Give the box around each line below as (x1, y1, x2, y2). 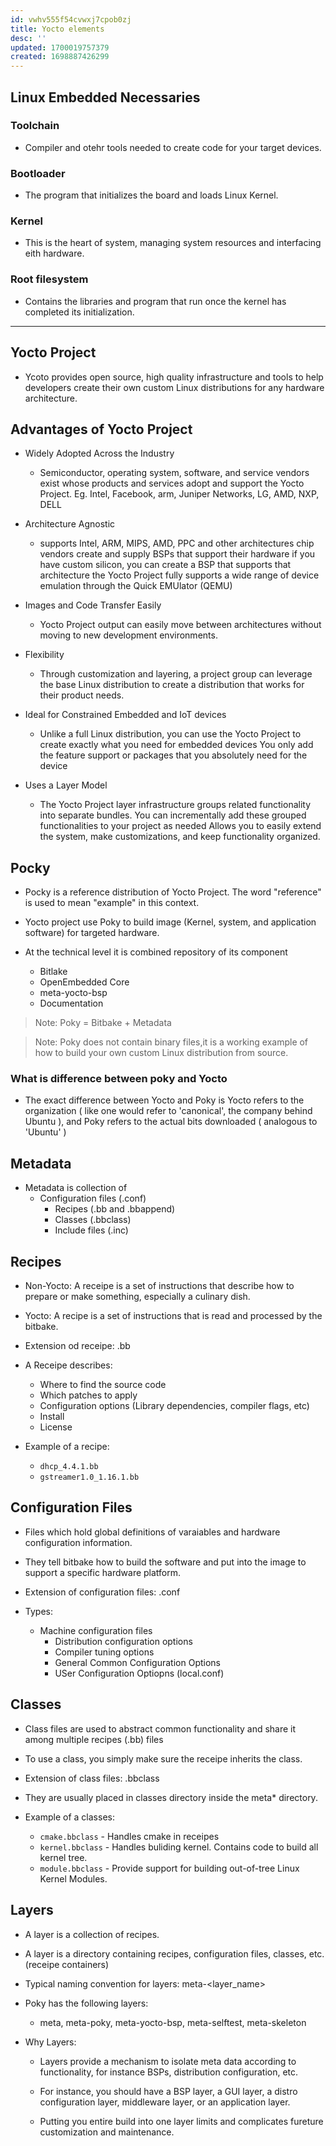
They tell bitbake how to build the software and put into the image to (24, 1556, 307, 1568)
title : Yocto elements (10, 24, 105, 34)
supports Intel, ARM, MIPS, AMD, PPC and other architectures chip (39, 537, 315, 550)
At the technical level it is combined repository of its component (24, 946, 288, 958)
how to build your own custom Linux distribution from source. (34, 1047, 289, 1059)
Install (39, 1411, 65, 1423)
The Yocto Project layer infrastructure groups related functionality (39, 799, 312, 811)
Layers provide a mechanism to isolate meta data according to (39, 2055, 297, 2067)
